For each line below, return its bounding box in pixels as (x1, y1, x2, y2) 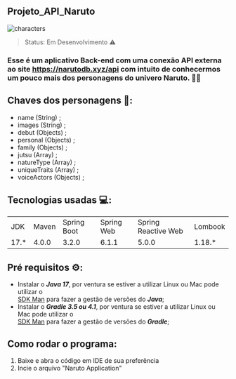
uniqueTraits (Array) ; (17, 165, 79, 174)
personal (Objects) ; (17, 135, 76, 144)
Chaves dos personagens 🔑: (7, 95, 133, 107)
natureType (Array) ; (17, 158, 76, 166)
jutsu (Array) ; (17, 150, 58, 159)
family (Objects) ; (17, 143, 68, 152)
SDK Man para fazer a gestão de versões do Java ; (17, 295, 164, 304)
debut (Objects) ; (17, 128, 67, 136)
